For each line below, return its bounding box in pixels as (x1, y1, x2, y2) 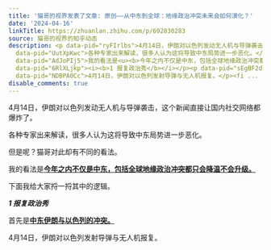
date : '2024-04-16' (8, 19, 74, 27)
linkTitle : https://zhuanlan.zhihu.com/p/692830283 (8, 27, 186, 35)
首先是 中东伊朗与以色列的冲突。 (8, 215, 115, 225)
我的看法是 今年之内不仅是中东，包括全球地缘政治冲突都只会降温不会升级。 (8, 164, 256, 173)
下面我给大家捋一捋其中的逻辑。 (8, 181, 115, 190)
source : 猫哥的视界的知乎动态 (8, 34, 98, 43)
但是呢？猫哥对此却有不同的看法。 (8, 147, 122, 156)
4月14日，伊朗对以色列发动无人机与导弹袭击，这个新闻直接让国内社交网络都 (8, 102, 261, 112)
